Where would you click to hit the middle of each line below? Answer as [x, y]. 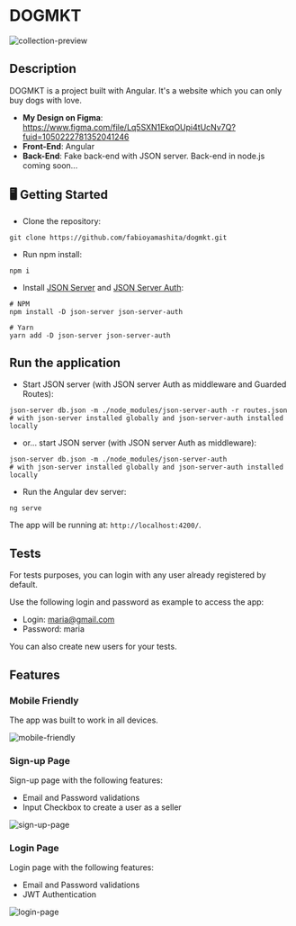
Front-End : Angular [58, 146]
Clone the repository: [62, 220]
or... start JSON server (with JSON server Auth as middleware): [139, 443]
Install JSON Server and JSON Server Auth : [103, 287]
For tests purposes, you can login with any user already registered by [138, 575]
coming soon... [50, 165]
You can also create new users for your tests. [93, 647]
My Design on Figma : [63, 117]
